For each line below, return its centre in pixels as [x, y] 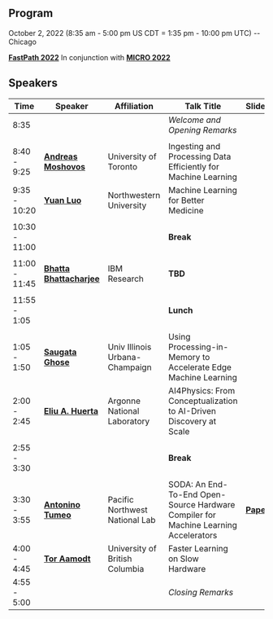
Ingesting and [194, 146]
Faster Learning [198, 548]
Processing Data [199, 156]
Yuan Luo [63, 200]
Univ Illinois [130, 347]
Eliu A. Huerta [71, 410]
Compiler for [192, 515]
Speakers [33, 83]
